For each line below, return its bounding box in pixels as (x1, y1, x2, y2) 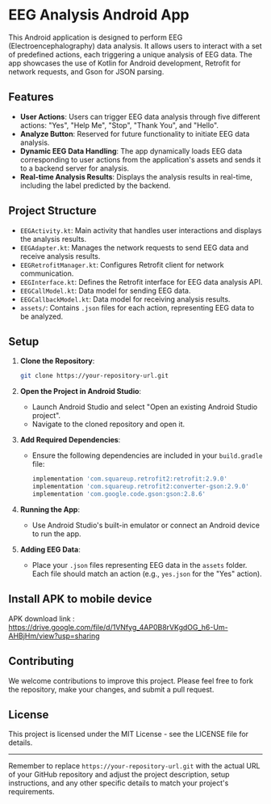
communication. (19, 269, 74, 278)
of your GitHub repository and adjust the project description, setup (8, 770, 230, 780)
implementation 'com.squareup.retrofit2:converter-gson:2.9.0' (31, 483, 250, 491)
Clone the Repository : (19, 356, 95, 366)
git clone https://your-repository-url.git (19, 372, 169, 380)
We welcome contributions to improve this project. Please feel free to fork (8, 675, 254, 685)
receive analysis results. (19, 251, 101, 260)
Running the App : (19, 504, 81, 514)
